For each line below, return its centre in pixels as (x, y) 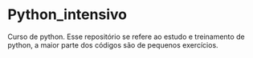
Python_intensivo (67, 15)
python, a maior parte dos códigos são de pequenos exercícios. (113, 44)
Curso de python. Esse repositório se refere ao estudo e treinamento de (126, 37)
